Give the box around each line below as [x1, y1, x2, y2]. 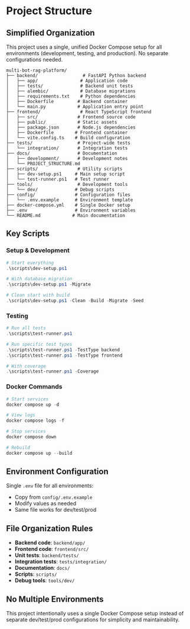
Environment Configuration [6, 467, 109, 477]
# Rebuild [6, 444, 31, 451]
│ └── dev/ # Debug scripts [6, 187, 115, 192]
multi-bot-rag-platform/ [6, 68, 67, 73]
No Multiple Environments [6, 594, 104, 604]
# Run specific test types [6, 341, 73, 347]
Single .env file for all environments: [6, 482, 94, 489]
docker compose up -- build [6, 450, 73, 456]
